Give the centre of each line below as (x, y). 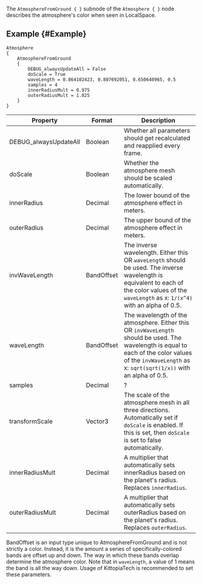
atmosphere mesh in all (157, 402)
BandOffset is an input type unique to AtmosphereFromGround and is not (97, 542)
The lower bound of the (157, 195)
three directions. (147, 410)
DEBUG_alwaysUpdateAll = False (67, 69)
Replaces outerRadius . (155, 527)
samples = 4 (43, 85)
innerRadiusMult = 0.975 (59, 90)
